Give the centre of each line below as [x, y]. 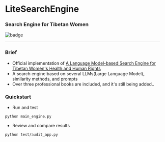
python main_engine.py [28, 116]
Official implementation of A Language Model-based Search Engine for [84, 63]
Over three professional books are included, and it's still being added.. [83, 84]
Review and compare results [41, 126]
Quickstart [18, 97]
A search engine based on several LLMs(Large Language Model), [78, 73]
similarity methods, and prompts [45, 79]
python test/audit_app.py [31, 135]
